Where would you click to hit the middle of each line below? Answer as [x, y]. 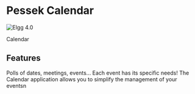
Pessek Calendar [50, 11]
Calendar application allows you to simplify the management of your [92, 79]
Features [23, 58]
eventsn [16, 86]
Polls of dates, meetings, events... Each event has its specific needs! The [98, 73]
